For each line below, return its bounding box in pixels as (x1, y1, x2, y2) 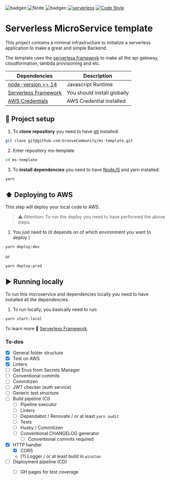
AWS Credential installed (67, 97, 126, 104)
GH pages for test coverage (20, 469, 79, 475)
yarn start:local (5, 316, 42, 321)
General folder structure (12, 350, 64, 356)
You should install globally (67, 89, 129, 96)
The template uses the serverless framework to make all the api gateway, (5, 55, 159, 61)
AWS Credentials (8, 97, 48, 104)
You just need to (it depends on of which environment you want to (12, 229, 151, 235)
